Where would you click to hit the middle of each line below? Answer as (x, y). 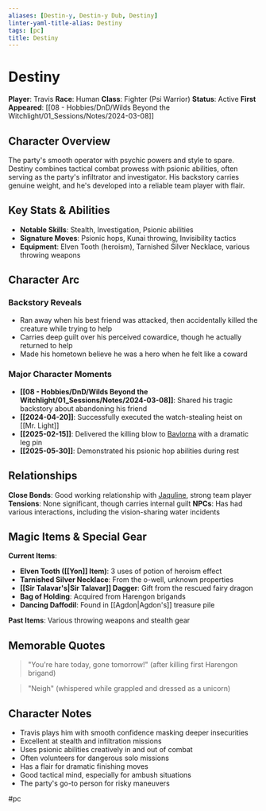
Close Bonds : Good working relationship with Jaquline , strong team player (130, 495)
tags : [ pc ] (26, 30)
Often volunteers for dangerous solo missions (94, 758)
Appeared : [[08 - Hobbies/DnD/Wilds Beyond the (89, 107)
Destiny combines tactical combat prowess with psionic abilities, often (123, 169)
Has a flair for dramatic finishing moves (84, 766)
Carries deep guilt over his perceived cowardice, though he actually (131, 337)
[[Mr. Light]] (39, 425)
